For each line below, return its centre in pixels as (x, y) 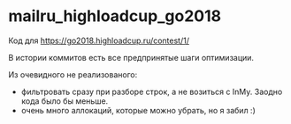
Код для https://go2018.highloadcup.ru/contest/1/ (99, 40)
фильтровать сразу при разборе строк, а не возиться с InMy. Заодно (152, 91)
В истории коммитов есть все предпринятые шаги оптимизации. (131, 57)
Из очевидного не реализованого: (73, 74)
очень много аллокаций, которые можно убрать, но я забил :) (138, 110)
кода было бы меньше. (65, 101)
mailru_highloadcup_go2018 (115, 16)
